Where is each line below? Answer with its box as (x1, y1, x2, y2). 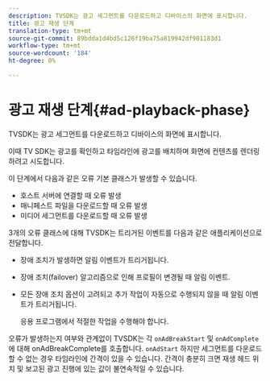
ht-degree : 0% (8, 57, 56, 65)
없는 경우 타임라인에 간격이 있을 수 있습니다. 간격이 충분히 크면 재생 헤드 (25, 354, 251, 363)
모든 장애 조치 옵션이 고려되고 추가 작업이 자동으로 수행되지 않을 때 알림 (19, 289, 244, 299)
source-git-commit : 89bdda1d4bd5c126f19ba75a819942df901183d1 (8, 34, 222, 43)
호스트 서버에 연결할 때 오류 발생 (19, 190, 122, 200)
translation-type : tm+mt (8, 27, 92, 35)
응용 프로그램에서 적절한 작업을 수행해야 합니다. (19, 316, 169, 326)
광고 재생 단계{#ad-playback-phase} (8, 101, 251, 119)
